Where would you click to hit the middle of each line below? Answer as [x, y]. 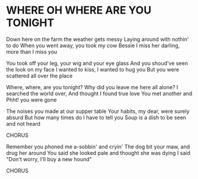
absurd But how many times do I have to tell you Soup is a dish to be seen [96, 117]
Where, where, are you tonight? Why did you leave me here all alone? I [92, 87]
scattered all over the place [39, 76]
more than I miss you [32, 51]
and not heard [23, 123]
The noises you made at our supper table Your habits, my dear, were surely [98, 111]
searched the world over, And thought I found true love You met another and [99, 93]
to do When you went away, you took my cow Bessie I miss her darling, [93, 45]
